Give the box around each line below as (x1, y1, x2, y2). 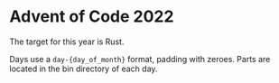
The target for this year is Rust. (9, 36, 125, 47)
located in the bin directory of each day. (9, 63, 158, 74)
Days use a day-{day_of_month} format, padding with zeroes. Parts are (9, 53, 271, 64)
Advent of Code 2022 (9, 6, 174, 27)
